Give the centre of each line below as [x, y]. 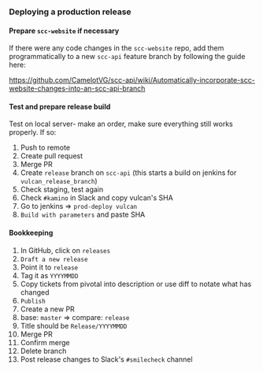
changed [35, 292]
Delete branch [43, 351]
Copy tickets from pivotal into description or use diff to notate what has [136, 284]
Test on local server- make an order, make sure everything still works [121, 124]
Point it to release [49, 267]
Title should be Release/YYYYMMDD [74, 325]
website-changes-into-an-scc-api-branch [77, 88]
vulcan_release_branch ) [59, 181]
